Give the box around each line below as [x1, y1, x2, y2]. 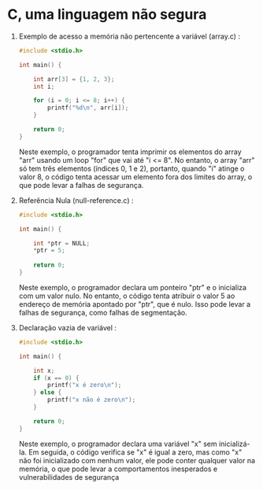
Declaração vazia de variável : [18, 322, 117, 332]
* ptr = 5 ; [33, 246, 65, 255]
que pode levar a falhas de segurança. [18, 180, 144, 190]
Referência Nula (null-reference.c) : [18, 195, 134, 205]
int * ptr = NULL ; [33, 239, 91, 247]
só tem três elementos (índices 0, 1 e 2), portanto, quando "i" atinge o [18, 164, 245, 173]
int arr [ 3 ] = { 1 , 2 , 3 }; [33, 75, 115, 83]
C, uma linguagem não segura [7, 6, 207, 24]
